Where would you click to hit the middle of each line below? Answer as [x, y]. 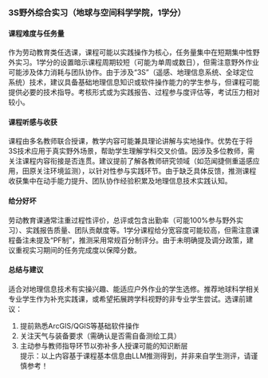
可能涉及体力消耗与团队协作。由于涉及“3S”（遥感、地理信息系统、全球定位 [131, 73]
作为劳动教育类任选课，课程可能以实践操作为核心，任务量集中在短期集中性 [130, 53]
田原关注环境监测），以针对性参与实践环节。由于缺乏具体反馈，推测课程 [139, 171]
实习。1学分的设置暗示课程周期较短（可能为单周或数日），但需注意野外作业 [137, 62]
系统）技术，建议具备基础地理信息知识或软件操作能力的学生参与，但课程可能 [134, 82]
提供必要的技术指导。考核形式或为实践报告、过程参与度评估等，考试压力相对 [134, 93]
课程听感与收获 [33, 122]
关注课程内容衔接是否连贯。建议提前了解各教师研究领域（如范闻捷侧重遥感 [130, 161]
